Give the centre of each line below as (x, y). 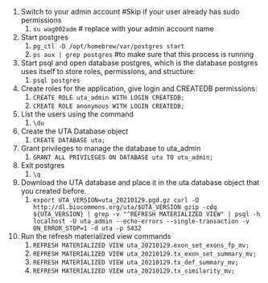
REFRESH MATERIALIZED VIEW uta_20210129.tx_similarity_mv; (134, 271)
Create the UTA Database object (74, 131)
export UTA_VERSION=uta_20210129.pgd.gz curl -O (116, 200)
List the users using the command (77, 114)
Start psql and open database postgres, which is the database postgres (139, 63)
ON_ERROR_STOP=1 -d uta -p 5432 (87, 228)
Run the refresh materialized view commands (96, 236)
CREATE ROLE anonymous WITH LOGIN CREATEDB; (109, 106)
